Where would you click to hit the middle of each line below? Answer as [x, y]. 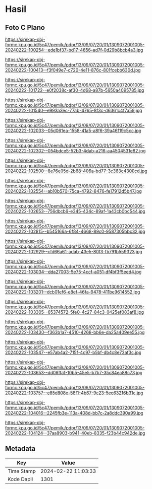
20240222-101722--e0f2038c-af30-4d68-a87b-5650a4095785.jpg [75, 90]
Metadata [20, 449]
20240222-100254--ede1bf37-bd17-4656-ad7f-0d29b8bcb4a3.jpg [74, 50]
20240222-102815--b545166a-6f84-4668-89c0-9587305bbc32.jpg [75, 231]
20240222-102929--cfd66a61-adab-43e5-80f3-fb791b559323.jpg [74, 251]
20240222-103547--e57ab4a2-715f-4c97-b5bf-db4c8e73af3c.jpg [73, 352]
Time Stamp [22, 471]
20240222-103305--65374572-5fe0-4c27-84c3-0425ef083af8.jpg [75, 312]
